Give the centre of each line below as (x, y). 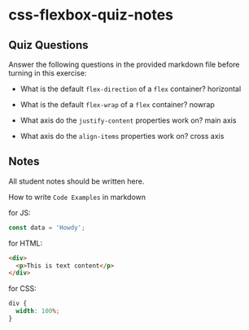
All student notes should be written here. (76, 181)
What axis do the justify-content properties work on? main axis (128, 120)
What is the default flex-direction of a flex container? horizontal (131, 89)
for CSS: (22, 289)
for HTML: (26, 243)
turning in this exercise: (48, 73)
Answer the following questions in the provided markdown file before (124, 64)
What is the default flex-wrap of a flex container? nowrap (118, 104)
